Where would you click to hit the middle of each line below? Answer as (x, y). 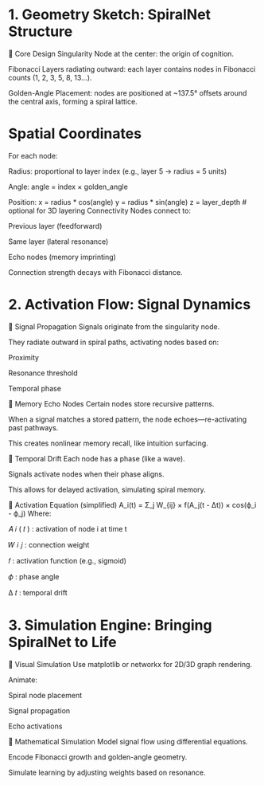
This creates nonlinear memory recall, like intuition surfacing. (108, 443)
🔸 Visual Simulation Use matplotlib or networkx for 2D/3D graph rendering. (130, 664)
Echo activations (35, 726)
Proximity (24, 357)
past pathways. (33, 427)
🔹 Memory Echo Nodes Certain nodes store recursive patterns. (111, 403)
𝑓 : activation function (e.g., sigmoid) (68, 560)
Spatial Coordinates (75, 134)
